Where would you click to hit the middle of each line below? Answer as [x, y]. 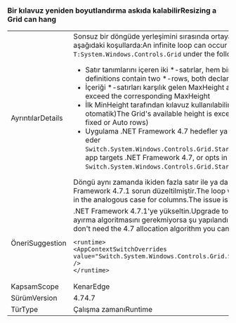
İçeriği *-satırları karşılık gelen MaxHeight [155, 88]
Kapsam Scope [35, 286]
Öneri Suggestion [39, 243]
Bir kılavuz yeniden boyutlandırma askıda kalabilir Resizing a [112, 11]
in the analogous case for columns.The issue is [151, 200]
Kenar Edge [92, 286]
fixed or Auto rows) [117, 123]
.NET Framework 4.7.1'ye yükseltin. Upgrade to [151, 211]
